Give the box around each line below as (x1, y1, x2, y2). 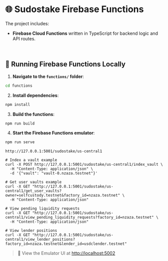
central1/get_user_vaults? (5, 188, 62, 193)
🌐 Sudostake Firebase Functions (5, 4, 144, 15)
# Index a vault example (5, 158, 57, 163)
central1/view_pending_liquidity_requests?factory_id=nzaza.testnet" (5, 215, 154, 220)
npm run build (5, 121, 35, 126)
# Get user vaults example (5, 180, 62, 185)
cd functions (5, 83, 33, 88)
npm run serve (5, 140, 35, 145)
